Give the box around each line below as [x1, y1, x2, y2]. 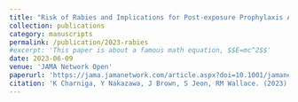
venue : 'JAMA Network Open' [9, 63, 114, 72]
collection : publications [9, 21, 105, 30]
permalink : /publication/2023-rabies [9, 37, 149, 47]
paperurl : [9, 71, 46, 80]
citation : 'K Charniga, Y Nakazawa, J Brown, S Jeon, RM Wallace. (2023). [9, 79, 292, 88]
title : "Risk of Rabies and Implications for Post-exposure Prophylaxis [9, 12, 284, 22]
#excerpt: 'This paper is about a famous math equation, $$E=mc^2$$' [9, 46, 272, 55]
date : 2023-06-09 [9, 54, 74, 63]
